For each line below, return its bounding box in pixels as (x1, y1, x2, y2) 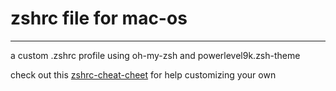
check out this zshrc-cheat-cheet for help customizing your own (10, 68, 277, 81)
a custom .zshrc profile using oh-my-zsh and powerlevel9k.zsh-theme (10, 49, 301, 61)
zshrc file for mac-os (10, 7, 188, 30)
